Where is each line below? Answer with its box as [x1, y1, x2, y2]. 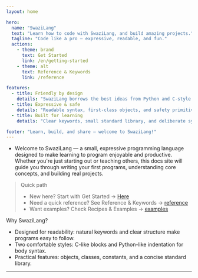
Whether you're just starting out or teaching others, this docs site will [14, 157, 183, 164]
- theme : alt [16, 63, 49, 69]
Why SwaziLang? [6, 217, 48, 224]
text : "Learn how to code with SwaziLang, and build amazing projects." [11, 30, 194, 36]
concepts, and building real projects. [14, 170, 104, 177]
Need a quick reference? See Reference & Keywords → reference [29, 199, 189, 206]
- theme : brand [16, 47, 54, 53]
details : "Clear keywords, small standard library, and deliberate [16, 118, 186, 124]
